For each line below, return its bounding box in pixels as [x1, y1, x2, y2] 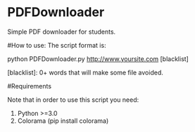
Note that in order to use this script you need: [7, 95, 139, 104]
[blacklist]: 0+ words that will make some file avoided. [7, 68, 163, 77]
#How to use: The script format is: [7, 41, 107, 49]
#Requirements [7, 81, 51, 90]
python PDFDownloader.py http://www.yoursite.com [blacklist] [7, 54, 189, 63]
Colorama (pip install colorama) [17, 117, 109, 125]
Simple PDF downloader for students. [7, 27, 116, 36]
